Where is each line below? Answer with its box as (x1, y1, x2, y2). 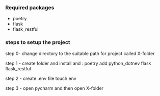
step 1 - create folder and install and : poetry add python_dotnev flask (5, 60, 151, 66)
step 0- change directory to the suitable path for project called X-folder (5, 50, 155, 57)
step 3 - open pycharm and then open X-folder (5, 85, 103, 91)
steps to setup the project (5, 39, 70, 46)
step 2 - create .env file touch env (5, 75, 76, 81)
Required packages (5, 4, 55, 11)
